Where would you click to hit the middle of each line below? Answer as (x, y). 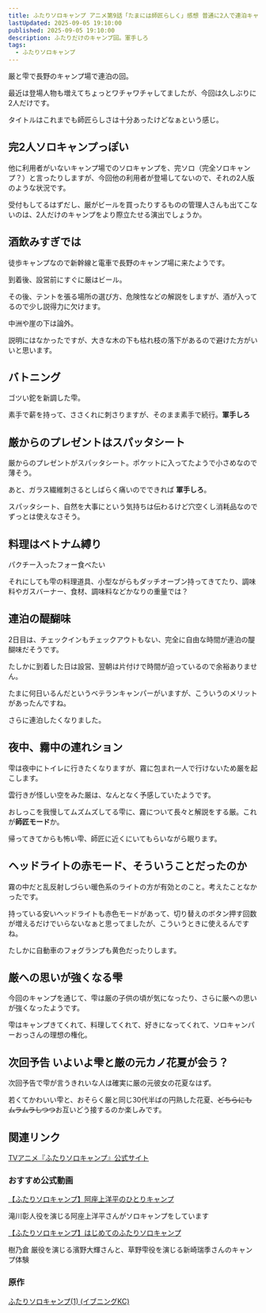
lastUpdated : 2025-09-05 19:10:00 (65, 23)
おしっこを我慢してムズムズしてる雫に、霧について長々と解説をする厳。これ (133, 812)
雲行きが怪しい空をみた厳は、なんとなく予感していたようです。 (112, 794)
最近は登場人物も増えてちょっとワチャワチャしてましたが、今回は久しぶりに (133, 93)
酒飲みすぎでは (45, 242)
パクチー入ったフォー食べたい (57, 565)
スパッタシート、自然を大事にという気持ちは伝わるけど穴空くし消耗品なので (133, 507)
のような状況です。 (39, 187)
